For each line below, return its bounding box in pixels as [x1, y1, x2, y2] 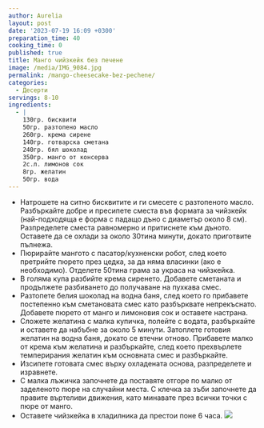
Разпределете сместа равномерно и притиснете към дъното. [19, 222, 232, 232]
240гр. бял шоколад [22, 146, 88, 154]
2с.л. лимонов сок [22, 161, 84, 169]
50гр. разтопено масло [22, 123, 98, 131]
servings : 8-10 [8, 94, 59, 102]
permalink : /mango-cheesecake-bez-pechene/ [8, 71, 156, 79]
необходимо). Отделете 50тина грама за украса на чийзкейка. [19, 265, 236, 274]
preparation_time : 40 [8, 34, 81, 42]
